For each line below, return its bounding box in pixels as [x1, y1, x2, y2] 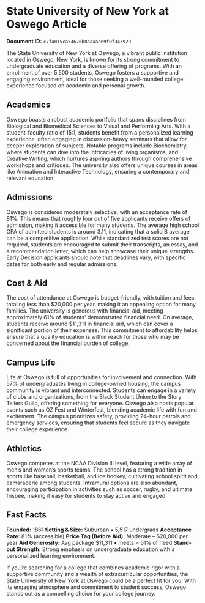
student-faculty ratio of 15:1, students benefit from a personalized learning [6, 128, 194, 136]
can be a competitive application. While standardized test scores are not [6, 234, 188, 242]
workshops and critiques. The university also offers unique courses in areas [6, 161, 198, 169]
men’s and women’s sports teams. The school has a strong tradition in [6, 466, 182, 473]
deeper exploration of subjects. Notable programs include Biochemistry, [6, 142, 188, 149]
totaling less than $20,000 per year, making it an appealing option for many [6, 301, 196, 308]
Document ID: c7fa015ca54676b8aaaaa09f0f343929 [6, 37, 132, 45]
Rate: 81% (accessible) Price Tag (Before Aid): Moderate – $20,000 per [6, 532, 188, 539]
